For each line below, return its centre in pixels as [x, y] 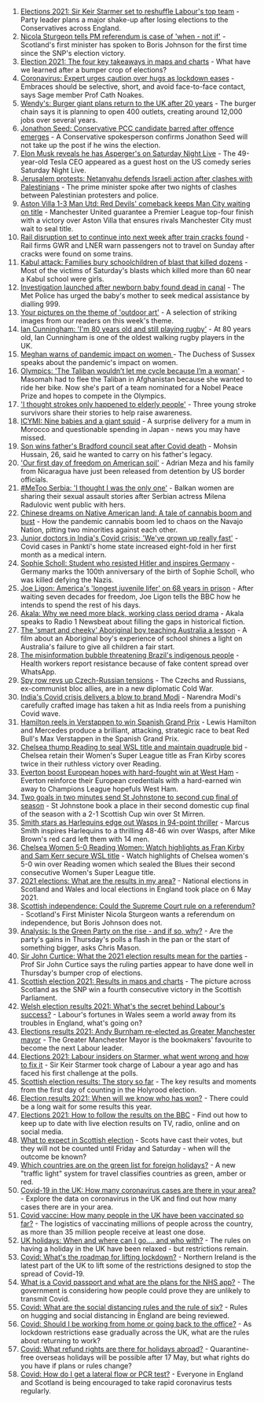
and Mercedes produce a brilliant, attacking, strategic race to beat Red [135, 730]
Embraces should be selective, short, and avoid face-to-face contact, [133, 87]
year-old [34, 162]
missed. [33, 438]
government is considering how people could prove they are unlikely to [135, 1290]
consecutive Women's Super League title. [88, 872]
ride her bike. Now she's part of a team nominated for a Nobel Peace [132, 388]
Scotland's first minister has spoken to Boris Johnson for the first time [134, 45]
